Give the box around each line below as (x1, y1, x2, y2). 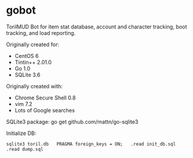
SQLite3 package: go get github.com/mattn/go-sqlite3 (6, 118, 139, 125)
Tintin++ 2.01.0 (14, 59, 52, 66)
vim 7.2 (14, 100, 33, 107)
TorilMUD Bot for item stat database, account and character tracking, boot (6, 23, 188, 30)
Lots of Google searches (14, 107, 75, 114)
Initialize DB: (6, 130, 37, 137)
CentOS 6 (14, 52, 39, 59)
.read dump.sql (6, 146, 44, 152)
